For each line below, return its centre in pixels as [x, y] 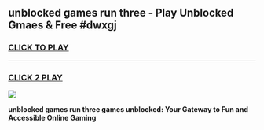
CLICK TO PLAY [38, 48]
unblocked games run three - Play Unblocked [121, 13]
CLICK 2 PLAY [35, 77]
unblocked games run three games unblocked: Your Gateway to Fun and [128, 109]
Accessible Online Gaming [52, 117]
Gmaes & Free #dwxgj [63, 26]
